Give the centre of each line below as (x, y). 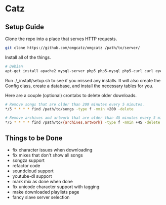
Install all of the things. (28, 57)
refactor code (26, 165)
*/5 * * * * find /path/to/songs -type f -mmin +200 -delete (69, 109)
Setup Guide (25, 27)
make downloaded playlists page (46, 192)
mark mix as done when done (42, 181)
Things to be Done (34, 138)
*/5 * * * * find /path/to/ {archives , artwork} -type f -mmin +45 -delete (83, 123)
